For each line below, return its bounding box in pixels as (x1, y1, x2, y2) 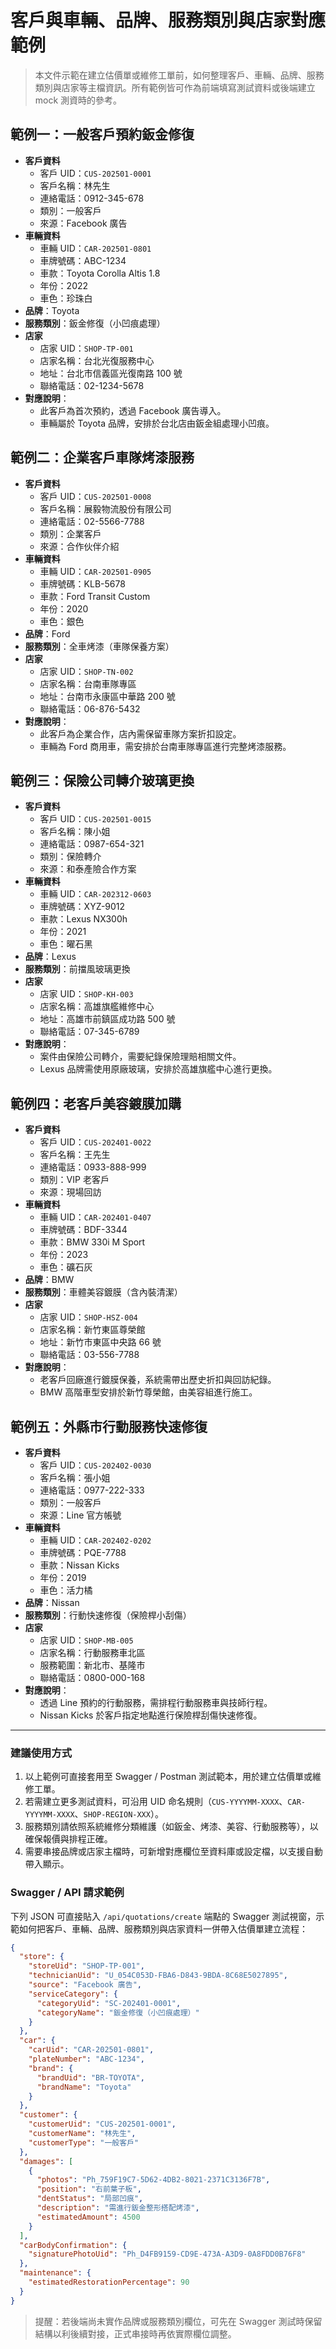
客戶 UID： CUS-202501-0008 (39, 490, 152, 502)
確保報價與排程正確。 (24, 1833, 113, 1845)
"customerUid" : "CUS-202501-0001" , (28, 2119, 177, 2130)
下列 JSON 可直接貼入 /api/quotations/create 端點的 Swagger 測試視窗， (10, 1910, 317, 1922)
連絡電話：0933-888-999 (39, 1161, 147, 1173)
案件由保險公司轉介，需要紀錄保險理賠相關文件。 (39, 1051, 242, 1063)
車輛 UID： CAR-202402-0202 (39, 1534, 152, 1546)
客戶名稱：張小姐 (39, 1472, 111, 1483)
